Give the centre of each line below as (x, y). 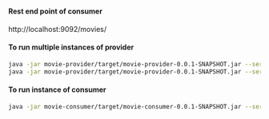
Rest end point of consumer (55, 11)
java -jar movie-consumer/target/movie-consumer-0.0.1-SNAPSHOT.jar (125, 106)
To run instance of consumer (57, 89)
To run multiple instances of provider (71, 47)
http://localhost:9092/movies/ (57, 29)
